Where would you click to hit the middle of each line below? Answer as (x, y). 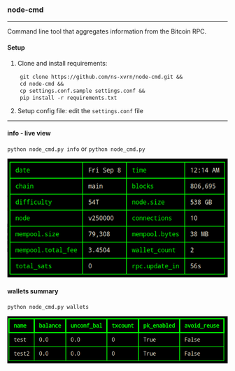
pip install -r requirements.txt (69, 98)
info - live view (29, 133)
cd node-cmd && (42, 84)
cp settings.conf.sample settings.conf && (83, 91)
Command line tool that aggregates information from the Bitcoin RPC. (107, 31)
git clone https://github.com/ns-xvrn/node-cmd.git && (101, 77)
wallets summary (33, 291)
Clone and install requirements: (62, 63)
